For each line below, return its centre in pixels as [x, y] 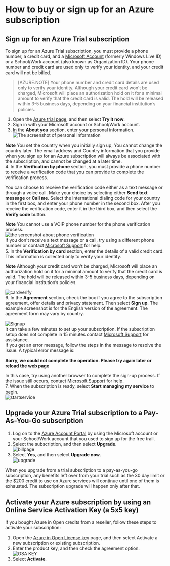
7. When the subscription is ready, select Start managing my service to [80, 386]
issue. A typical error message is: [40, 350]
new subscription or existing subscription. [56, 543]
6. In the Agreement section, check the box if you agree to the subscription [84, 297]
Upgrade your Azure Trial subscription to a [74, 413]
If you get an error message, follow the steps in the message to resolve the [83, 345]
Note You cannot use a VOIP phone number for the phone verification [78, 224]
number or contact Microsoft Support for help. [54, 245]
